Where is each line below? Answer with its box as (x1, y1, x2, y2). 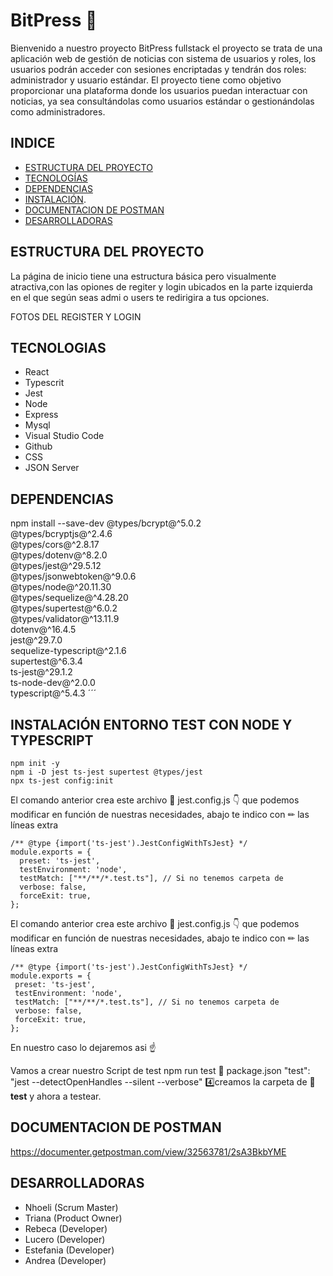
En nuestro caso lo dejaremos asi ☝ (10, 1042, 157, 1053)
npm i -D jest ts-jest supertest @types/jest (10, 767, 203, 777)
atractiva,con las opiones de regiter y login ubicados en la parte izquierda (10, 280, 313, 293)
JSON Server (24, 462, 80, 474)
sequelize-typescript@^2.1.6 (10, 645, 127, 657)
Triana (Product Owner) (24, 1212, 123, 1224)
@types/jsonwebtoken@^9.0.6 (10, 570, 137, 583)
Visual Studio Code (24, 430, 105, 442)
